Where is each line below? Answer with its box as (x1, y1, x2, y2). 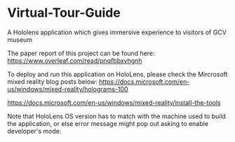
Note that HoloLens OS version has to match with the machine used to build (7, 112, 227, 120)
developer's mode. (7, 127, 62, 135)
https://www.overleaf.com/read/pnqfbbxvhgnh (7, 56, 142, 64)
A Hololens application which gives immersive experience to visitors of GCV (7, 28, 227, 36)
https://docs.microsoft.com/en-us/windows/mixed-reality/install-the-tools (7, 98, 221, 106)
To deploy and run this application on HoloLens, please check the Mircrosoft (7, 70, 228, 78)
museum (7, 35, 33, 43)
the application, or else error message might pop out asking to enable (7, 119, 209, 127)
